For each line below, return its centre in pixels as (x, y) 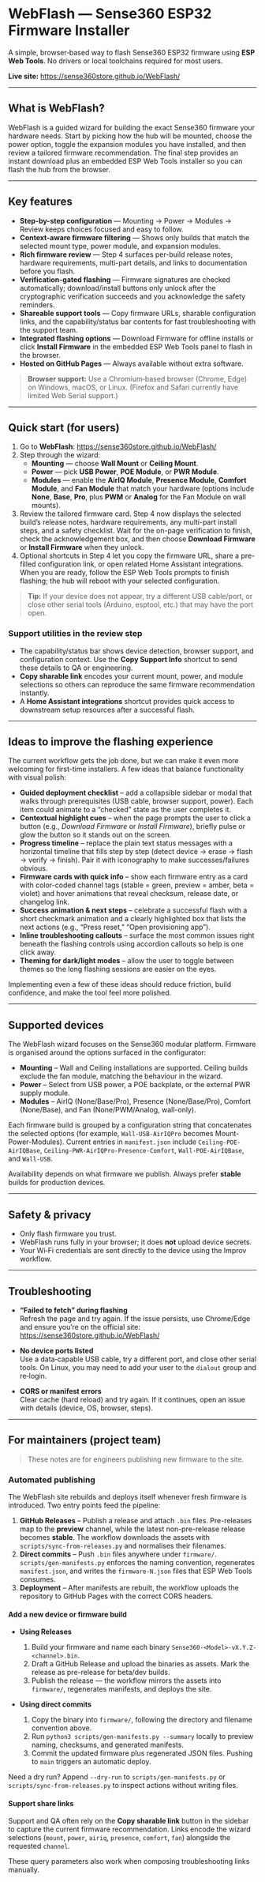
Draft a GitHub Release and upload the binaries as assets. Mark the (140, 1664)
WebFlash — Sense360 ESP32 (110, 14)
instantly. (34, 693)
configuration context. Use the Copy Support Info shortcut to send (129, 659)
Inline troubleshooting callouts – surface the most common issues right (137, 935)
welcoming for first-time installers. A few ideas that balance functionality (126, 769)
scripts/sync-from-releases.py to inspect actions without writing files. (123, 1786)
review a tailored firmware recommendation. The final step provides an (123, 152)
